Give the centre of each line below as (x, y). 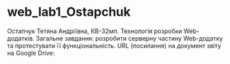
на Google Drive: (31, 53)
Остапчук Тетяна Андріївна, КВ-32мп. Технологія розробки (95, 31)
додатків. (21, 38)
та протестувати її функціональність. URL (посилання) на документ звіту (114, 45)
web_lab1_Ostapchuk (69, 12)
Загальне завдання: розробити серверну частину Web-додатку (129, 38)
